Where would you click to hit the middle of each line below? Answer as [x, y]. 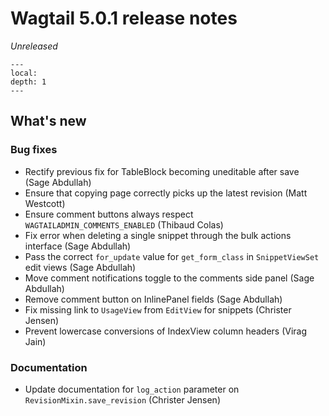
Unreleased [34, 46]
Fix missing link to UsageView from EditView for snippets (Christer [158, 309]
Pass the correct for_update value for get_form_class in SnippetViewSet [172, 256]
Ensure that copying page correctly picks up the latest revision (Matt [166, 193]
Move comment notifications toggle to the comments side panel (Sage [169, 278]
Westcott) [45, 203]
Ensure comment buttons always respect [109, 214]
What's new [48, 121]
